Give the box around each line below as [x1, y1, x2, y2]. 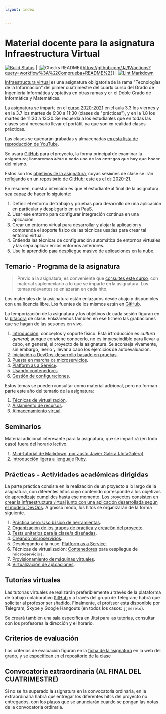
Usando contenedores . [12, 368, 59, 374]
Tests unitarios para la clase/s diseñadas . [12, 530, 97, 536]
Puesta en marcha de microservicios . [12, 357, 88, 363]
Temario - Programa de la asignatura [5, 262, 120, 271]
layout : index [5, 7, 35, 12]
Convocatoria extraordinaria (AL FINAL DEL [5, 667, 142, 676]
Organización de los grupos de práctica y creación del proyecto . [12, 525, 144, 531]
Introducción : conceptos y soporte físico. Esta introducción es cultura [12, 331, 155, 337]
